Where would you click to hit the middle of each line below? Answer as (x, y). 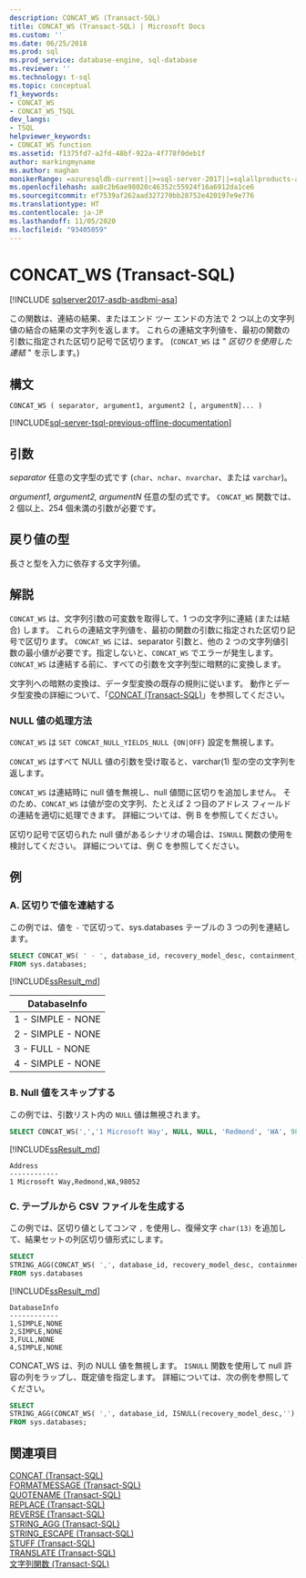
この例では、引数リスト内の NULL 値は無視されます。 (107, 1114)
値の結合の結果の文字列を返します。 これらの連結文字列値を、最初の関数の (150, 330)
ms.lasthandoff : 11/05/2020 (63, 221)
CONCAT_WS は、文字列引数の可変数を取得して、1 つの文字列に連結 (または (146, 618)
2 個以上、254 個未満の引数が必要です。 (85, 508)
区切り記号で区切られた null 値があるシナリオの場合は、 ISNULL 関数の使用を (152, 834)
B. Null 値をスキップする (62, 1092)
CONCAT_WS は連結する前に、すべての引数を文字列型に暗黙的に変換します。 (148, 664)
